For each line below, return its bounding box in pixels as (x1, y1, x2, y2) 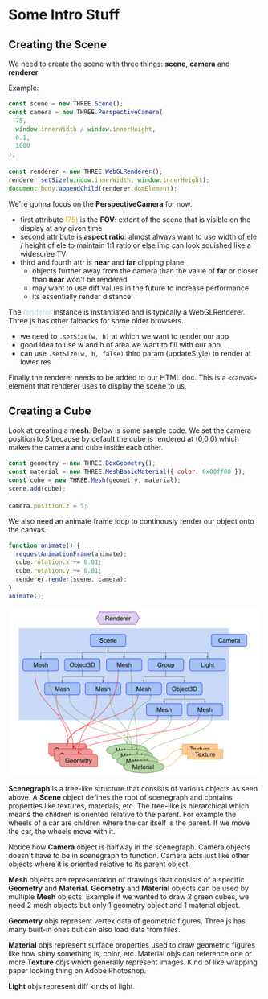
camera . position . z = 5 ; (8, 501, 88, 510)
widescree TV (19, 249, 67, 258)
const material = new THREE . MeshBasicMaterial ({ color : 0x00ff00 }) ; (8, 468, 246, 476)
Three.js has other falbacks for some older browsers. (8, 315, 185, 325)
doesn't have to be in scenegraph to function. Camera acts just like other (8, 850, 250, 860)
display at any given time (19, 223, 103, 232)
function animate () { (8, 541, 81, 549)
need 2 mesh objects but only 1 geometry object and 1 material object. (8, 900, 241, 910)
